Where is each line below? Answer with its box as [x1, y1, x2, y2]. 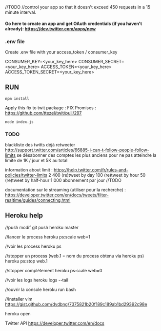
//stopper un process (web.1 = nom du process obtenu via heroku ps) [5, 253, 144, 259]
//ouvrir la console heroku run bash [5, 286, 76, 292]
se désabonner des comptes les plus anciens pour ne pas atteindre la [17, 152, 157, 158]
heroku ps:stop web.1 [5, 258, 48, 264]
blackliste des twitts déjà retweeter [5, 142, 76, 147]
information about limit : [5, 167, 53, 173]
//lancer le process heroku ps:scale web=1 [5, 234, 90, 239]
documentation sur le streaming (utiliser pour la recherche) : [5, 187, 126, 192]
